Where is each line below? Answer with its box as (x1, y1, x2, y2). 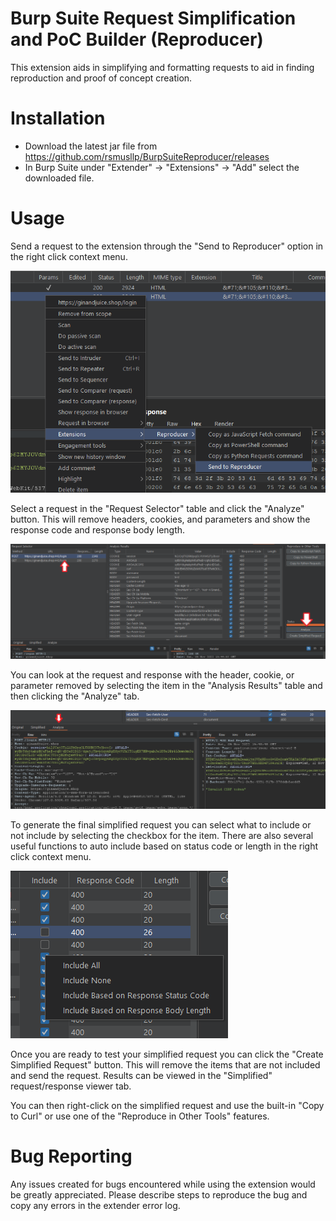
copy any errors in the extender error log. (10, 1200, 181, 1212)
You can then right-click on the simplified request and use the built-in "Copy (10, 1100, 325, 1112)
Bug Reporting (10, 1145, 133, 1168)
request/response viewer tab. (10, 1080, 132, 1092)
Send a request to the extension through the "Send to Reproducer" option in (10, 240, 324, 252)
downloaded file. (24, 172, 95, 184)
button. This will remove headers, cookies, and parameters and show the (10, 513, 311, 525)
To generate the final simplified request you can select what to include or (10, 819, 312, 831)
